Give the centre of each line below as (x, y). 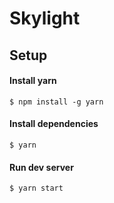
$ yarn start (36, 188)
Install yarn (33, 81)
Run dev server (41, 167)
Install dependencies (54, 124)
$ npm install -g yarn (56, 102)
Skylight (45, 18)
